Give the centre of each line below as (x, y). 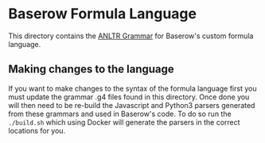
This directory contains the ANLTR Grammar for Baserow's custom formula (131, 36)
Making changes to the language (92, 70)
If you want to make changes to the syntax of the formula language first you (132, 88)
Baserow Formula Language (103, 14)
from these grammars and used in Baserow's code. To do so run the (120, 114)
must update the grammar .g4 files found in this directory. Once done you (129, 97)
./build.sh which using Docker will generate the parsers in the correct (124, 122)
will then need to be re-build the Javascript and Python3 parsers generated (132, 105)
